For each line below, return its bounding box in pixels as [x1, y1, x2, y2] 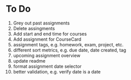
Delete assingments [13, 25, 55, 31]
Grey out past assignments [13, 20, 70, 26]
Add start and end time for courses [13, 31, 87, 37]
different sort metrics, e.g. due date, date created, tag [13, 47, 126, 53]
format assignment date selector [13, 63, 82, 69]
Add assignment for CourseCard [13, 36, 82, 42]
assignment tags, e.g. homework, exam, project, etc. [13, 41, 124, 47]
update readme [13, 58, 45, 64]
